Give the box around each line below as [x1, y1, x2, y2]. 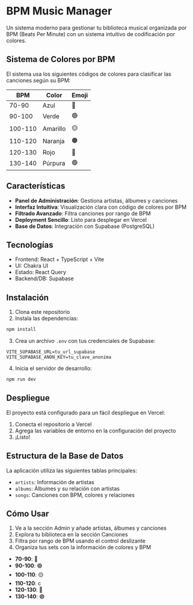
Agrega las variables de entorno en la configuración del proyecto [14, 427, 176, 434]
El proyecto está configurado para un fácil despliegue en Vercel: [6, 409, 165, 416]
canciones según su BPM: [6, 76, 71, 84]
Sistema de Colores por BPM [6, 54, 115, 64]
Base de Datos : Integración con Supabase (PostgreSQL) [14, 223, 155, 230]
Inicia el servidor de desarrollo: [14, 365, 92, 372]
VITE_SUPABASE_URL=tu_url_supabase [6, 349, 96, 355]
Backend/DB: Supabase [14, 275, 74, 282]
